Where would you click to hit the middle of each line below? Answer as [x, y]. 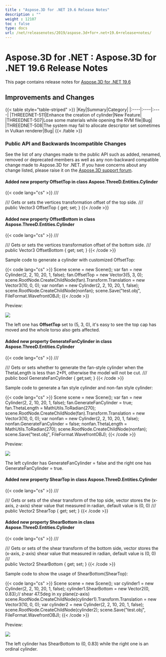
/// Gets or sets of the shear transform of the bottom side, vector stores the [82, 548]
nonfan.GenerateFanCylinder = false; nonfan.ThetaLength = [66, 424]
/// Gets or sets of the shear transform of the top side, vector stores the [78, 500]
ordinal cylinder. [22, 649]
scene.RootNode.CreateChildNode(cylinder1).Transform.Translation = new [81, 599]
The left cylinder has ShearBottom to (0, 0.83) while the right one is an [77, 644]
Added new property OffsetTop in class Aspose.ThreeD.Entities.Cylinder [82, 182]
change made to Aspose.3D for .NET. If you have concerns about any [76, 165]
